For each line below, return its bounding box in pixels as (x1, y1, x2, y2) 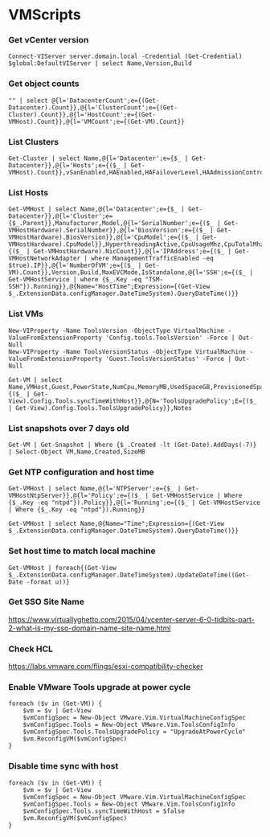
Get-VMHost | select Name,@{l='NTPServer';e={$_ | (8, 485, 182, 493)
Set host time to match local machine (8, 545, 156, 556)
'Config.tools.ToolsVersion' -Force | (105, 334, 235, 342)
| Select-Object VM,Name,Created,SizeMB (8, 448, 146, 456)
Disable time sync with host (8, 761, 119, 772)
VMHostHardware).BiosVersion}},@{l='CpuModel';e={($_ (8, 233, 193, 242)
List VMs (8, 308, 44, 319)
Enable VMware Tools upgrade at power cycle (8, 682, 191, 693)
